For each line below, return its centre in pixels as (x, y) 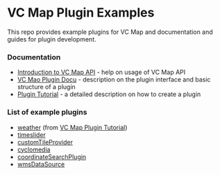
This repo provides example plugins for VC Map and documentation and (110, 32)
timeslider (32, 135)
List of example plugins (47, 112)
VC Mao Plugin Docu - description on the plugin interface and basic (114, 80)
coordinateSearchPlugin (52, 156)
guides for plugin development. (52, 39)
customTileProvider (45, 142)
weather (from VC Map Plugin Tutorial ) (72, 127)
